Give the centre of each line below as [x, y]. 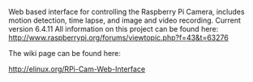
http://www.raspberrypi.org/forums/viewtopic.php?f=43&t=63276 [118, 37]
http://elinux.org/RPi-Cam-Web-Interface [77, 69]
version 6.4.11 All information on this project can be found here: [114, 29]
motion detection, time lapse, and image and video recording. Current [125, 20]
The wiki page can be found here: [65, 53]
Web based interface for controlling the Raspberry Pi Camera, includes [126, 12]
